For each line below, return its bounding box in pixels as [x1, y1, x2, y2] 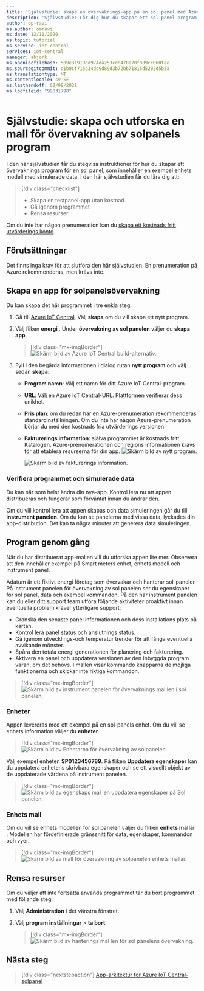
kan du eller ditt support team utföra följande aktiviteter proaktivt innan [6, 597, 183, 605]
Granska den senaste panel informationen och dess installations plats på [15, 615, 197, 623]
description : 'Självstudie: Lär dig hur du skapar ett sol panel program [6, 15, 197, 21]
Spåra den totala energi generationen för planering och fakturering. [15, 648, 183, 655]
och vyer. [6, 837, 30, 844]
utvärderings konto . [6, 227, 56, 235]
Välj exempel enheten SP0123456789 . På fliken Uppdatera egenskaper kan [6, 758, 197, 765]
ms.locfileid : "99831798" [6, 88, 72, 94]
